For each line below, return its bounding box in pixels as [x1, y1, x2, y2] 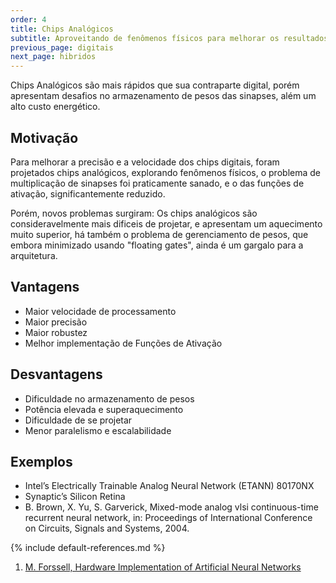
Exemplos [10, 453, 73, 470]
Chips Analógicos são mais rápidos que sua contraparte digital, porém [10, 79, 300, 91]
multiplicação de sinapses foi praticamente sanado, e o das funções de [10, 177, 305, 189]
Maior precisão [24, 316, 88, 328]
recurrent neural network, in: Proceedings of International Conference [24, 512, 313, 524]
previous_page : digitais [10, 42, 114, 53]
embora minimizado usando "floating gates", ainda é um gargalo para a [10, 239, 304, 251]
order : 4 [10, 14, 47, 25]
